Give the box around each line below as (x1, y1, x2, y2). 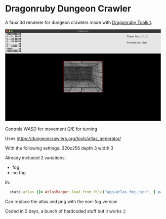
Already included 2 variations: (5, 154, 66, 160)
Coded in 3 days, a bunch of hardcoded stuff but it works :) (5, 208, 126, 214)
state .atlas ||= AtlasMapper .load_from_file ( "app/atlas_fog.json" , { (9, 189, 156, 194)
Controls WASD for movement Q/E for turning (5, 126, 97, 132)
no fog (12, 169, 26, 175)
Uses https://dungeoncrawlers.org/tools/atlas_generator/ (5, 135, 121, 142)
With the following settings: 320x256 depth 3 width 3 (5, 145, 114, 151)
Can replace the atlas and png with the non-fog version (5, 198, 118, 204)
